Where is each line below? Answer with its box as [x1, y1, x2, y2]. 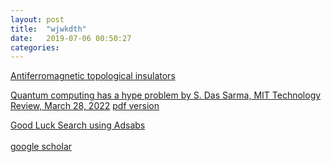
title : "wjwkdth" [10, 24, 87, 34]
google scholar [10, 141, 73, 153]
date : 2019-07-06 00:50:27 [10, 33, 132, 43]
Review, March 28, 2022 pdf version [10, 100, 160, 112]
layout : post [10, 14, 65, 25]
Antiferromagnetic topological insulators [10, 70, 176, 82]
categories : [10, 42, 60, 53]
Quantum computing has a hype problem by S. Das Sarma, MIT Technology [10, 89, 322, 101]
